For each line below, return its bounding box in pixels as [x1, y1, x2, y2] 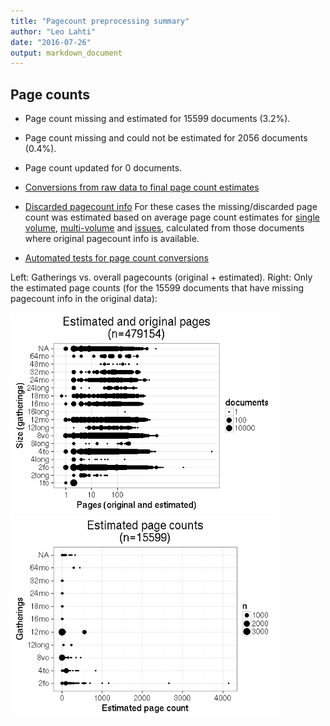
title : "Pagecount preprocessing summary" [10, 16, 190, 26]
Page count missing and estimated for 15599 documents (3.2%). [24, 113, 291, 125]
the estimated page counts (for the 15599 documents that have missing [10, 282, 304, 294]
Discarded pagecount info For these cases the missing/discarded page [24, 201, 318, 213]
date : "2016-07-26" [10, 37, 92, 47]
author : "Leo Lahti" [10, 26, 97, 37]
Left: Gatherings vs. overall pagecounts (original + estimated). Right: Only [10, 271, 313, 284]
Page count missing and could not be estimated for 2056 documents [24, 132, 308, 144]
